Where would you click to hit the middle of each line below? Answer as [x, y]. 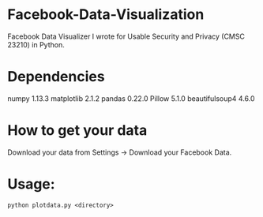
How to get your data [77, 131]
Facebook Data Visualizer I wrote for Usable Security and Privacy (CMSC [126, 36]
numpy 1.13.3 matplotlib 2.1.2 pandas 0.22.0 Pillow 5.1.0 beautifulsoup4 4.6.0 [131, 98]
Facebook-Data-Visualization [106, 15]
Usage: [32, 184]
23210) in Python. [36, 44]
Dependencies [56, 77]
